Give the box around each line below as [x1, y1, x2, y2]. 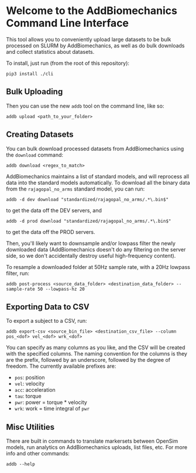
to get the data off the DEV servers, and [6, 206, 102, 214]
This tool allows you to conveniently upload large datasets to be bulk [6, 36, 171, 43]
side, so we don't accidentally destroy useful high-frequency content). [6, 252, 176, 259]
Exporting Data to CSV [6, 302, 90, 312]
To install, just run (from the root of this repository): [6, 60, 130, 67]
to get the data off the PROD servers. [6, 228, 95, 235]
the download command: [6, 151, 63, 158]
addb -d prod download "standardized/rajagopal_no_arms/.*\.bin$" [6, 218, 171, 224]
